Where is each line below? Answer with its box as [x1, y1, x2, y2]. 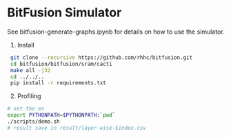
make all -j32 [10, 67, 51, 73]
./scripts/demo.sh [7, 118, 60, 125]
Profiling [17, 92, 41, 100]
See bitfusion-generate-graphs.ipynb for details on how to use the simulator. [7, 27, 225, 36]
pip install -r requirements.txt [10, 80, 107, 87]
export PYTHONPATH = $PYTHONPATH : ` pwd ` [7, 112, 116, 119]
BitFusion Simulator [7, 5, 122, 21]
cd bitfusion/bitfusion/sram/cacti [10, 60, 112, 67]
